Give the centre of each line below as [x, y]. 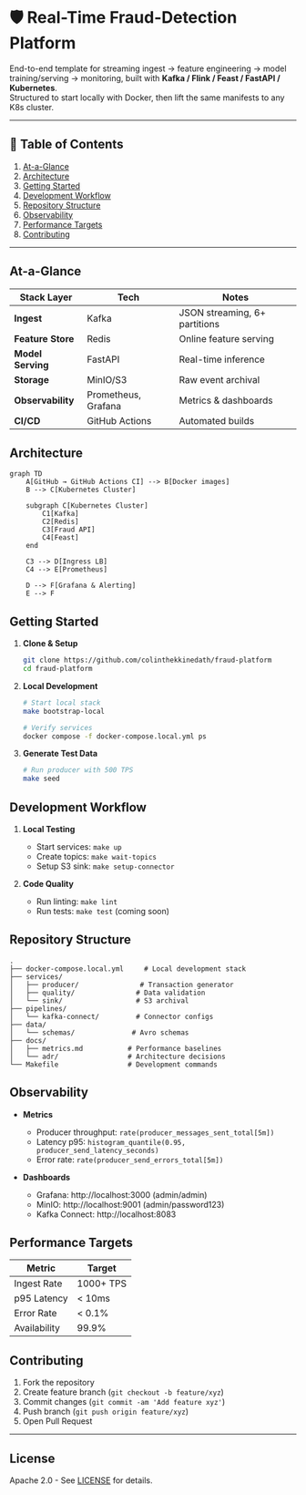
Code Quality [48, 884]
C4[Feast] [61, 538]
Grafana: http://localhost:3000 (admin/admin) [122, 1194]
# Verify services [57, 727]
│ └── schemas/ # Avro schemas [99, 1032]
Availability [37, 1328]
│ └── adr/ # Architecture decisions [117, 1057]
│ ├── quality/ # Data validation [107, 993]
